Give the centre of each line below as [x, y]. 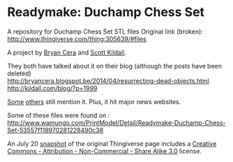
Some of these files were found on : [59, 115]
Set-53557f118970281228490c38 [55, 130]
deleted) [19, 73]
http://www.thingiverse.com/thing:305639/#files [77, 38]
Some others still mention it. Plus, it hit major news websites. [94, 101]
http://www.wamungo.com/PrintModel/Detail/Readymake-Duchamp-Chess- [117, 122]
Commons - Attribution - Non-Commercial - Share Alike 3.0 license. [105, 151]
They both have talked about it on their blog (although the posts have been [114, 66]
